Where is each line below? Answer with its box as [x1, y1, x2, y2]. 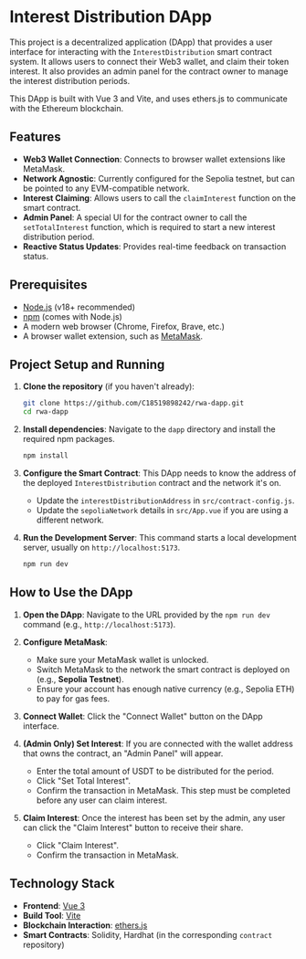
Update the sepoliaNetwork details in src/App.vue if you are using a [36, 505, 289, 515]
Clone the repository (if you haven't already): [22, 381, 195, 392]
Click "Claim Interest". [36, 839, 120, 850]
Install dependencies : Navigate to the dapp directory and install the [22, 424, 276, 435]
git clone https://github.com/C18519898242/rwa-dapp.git [22, 399, 245, 408]
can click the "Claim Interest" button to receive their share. [22, 822, 244, 833]
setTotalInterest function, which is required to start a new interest [22, 221, 276, 232]
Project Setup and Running [9, 356, 165, 372]
